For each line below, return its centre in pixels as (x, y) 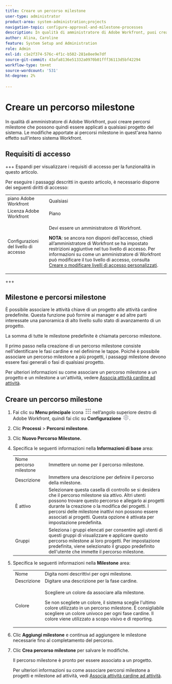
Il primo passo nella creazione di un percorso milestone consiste (73, 346)
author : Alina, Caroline (32, 38)
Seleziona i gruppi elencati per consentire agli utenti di (105, 530)
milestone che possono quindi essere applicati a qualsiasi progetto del (79, 127)
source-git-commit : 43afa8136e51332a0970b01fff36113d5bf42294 (73, 60)
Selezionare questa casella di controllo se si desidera (104, 490)
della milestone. (65, 483)
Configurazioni (23, 241)
